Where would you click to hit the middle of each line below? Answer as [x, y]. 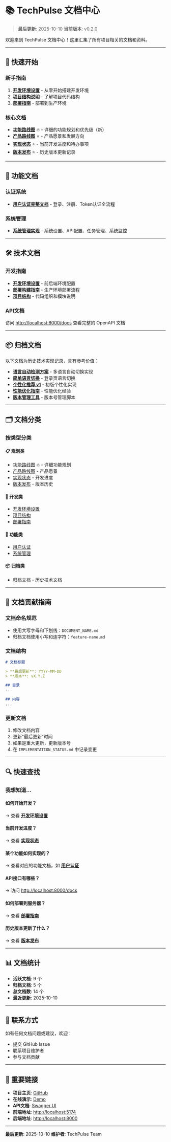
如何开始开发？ [21, 803]
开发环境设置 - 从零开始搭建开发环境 [51, 90]
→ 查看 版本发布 [22, 940]
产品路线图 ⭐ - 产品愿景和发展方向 [48, 136]
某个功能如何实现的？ [27, 853]
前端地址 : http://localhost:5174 [44, 1112]
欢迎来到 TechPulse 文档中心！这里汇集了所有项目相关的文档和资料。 [78, 39]
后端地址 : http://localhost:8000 [45, 1118]
